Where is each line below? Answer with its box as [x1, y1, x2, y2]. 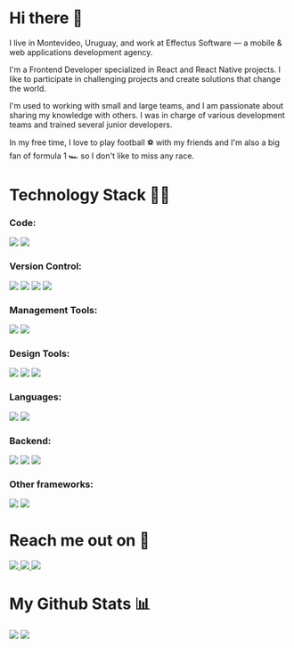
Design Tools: [9, 347, 70, 360]
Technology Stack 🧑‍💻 [9, 185, 171, 206]
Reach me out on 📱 [9, 531, 150, 551]
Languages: [9, 391, 62, 403]
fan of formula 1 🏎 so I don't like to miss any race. [9, 150, 194, 161]
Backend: [9, 434, 52, 447]
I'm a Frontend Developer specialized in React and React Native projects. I [9, 64, 282, 75]
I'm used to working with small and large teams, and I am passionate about [9, 100, 283, 110]
